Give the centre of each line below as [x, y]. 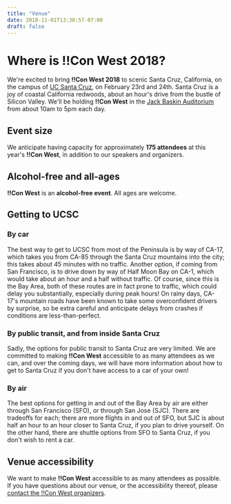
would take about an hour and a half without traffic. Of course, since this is [113, 279]
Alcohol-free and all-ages [64, 176]
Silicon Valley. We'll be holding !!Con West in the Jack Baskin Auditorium [111, 101]
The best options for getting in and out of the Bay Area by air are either [108, 403]
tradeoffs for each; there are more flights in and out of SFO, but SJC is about [116, 418]
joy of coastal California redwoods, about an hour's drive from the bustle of [114, 95]
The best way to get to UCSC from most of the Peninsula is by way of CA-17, [115, 249]
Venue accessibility [51, 462]
